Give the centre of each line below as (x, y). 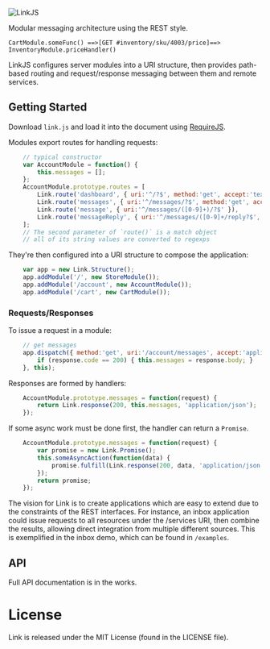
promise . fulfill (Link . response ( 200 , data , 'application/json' (157, 465)
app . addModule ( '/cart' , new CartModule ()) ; (97, 292)
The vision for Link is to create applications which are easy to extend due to (134, 503)
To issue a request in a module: (60, 331)
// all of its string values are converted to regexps (117, 239)
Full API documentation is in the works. (73, 582)
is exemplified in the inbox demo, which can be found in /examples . (119, 538)
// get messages (50, 345)
